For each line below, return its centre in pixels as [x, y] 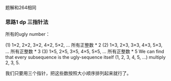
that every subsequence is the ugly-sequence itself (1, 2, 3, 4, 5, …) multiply [85, 57]
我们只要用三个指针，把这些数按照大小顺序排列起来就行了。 [68, 73]
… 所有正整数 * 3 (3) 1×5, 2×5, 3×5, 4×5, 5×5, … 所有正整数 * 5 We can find [85, 52]
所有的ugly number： [28, 34]
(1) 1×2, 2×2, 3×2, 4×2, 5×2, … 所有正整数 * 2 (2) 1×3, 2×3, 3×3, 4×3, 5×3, [84, 45]
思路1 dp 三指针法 [27, 22]
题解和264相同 [21, 7]
